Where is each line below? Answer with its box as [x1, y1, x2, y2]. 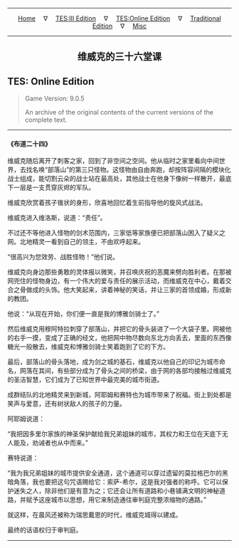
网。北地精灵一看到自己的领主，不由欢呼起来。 [7, 238, 144, 246]
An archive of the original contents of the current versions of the [24, 108, 213, 117]
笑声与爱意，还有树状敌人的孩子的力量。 [7, 399, 126, 408]
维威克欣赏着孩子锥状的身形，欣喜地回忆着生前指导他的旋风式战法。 [7, 199, 207, 207]
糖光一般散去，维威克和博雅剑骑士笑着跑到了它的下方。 [7, 342, 169, 351]
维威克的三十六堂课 [77, 51, 162, 63]
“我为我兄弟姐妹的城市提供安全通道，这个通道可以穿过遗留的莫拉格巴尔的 [7, 469, 223, 478]
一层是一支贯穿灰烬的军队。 [13, 183, 95, 192]
